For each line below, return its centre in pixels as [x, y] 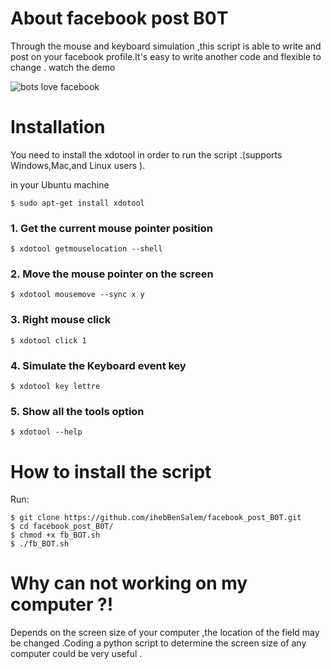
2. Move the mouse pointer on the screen [112, 274]
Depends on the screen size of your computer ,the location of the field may [165, 633]
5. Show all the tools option [77, 411]
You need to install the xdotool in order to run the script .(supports [146, 154]
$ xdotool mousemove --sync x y [77, 295]
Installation [58, 127]
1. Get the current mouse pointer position [111, 228]
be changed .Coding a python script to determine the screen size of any [158, 643]
